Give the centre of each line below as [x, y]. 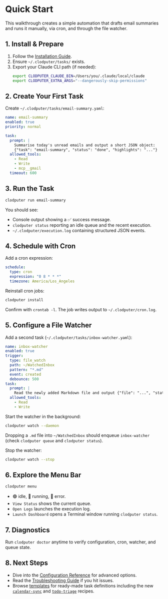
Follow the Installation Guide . [42, 56]
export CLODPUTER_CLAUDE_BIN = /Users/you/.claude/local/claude [78, 76]
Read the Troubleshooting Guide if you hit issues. [63, 580]
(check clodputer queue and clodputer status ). [54, 440]
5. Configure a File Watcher [48, 326]
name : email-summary [27, 118]
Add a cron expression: [29, 258]
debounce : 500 [24, 379]
